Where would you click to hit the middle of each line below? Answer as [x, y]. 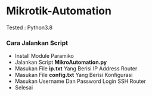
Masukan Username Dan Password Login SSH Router [80, 81]
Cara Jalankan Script [37, 43]
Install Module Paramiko [44, 56]
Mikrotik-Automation [59, 11]
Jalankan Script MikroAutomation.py [61, 62]
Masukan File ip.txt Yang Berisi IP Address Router [76, 69]
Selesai [24, 88]
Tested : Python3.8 [29, 27]
